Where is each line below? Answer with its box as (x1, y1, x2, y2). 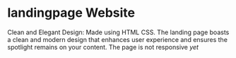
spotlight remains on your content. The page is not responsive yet (7, 43, 199, 51)
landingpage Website (7, 5, 136, 21)
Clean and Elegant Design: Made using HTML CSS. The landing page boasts (7, 28, 230, 36)
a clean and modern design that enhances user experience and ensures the (7, 35, 228, 43)
